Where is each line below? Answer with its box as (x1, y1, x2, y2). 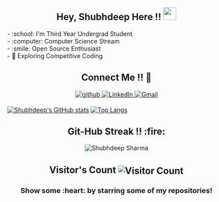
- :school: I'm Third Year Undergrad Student (7, 29, 133, 38)
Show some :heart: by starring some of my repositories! (20, 185, 213, 195)
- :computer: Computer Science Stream (7, 37, 120, 45)
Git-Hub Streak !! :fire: (67, 126, 166, 138)
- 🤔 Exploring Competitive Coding (7, 51, 103, 59)
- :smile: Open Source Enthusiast (7, 44, 101, 53)
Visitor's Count (49, 164, 116, 176)
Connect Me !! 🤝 (80, 72, 152, 84)
